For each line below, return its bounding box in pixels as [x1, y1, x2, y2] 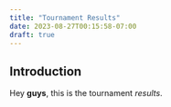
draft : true [9, 30, 55, 39]
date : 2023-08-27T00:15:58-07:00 [9, 22, 137, 31]
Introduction [9, 63, 82, 79]
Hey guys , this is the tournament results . [9, 88, 163, 99]
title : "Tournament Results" [9, 13, 121, 23]
